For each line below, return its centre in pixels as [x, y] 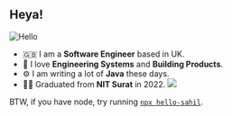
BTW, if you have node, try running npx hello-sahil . [107, 102]
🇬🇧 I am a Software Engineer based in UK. [103, 54]
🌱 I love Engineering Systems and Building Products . [123, 64]
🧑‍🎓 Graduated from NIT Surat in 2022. [94, 84]
